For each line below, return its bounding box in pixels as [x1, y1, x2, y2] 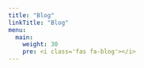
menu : [8, 26, 26, 34]
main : [15, 33, 34, 41]
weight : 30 [22, 41, 59, 48]
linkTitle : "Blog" [8, 19, 69, 27]
